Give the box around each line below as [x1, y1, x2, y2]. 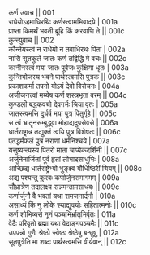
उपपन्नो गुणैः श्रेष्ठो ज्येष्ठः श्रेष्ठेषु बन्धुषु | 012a [8, 228, 119, 237]
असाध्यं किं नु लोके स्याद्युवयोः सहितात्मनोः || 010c [8, 200, 137, 209]
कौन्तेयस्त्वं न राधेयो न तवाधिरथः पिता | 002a [8, 45, 126, 54]
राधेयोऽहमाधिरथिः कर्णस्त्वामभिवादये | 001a [8, 17, 118, 26]
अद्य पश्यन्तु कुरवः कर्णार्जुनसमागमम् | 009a [8, 173, 120, 182]
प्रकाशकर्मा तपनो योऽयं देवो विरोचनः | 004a [8, 81, 120, 90]
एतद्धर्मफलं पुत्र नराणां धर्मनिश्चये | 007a [8, 136, 110, 146]
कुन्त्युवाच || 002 [8, 35, 54, 45]
